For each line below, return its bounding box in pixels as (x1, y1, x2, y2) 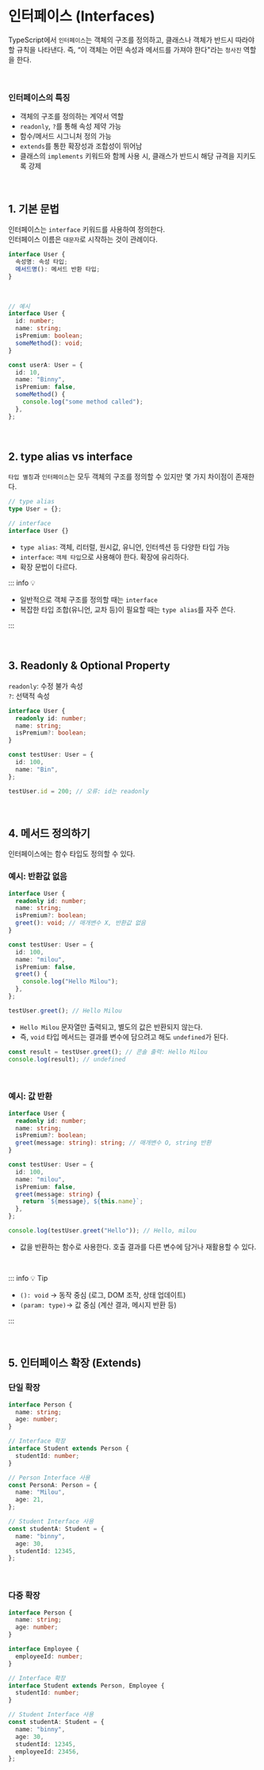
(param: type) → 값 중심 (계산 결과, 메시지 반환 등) (19, 1300, 177, 1309)
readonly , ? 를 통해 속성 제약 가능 (19, 121, 121, 131)
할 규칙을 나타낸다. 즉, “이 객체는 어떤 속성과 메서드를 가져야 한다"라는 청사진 (8, 44, 242, 54)
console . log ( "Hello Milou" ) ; (22, 978, 119, 985)
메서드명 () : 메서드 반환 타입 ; (15, 265, 101, 273)
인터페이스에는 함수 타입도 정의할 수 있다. (8, 849, 136, 858)
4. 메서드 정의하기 (8, 827, 91, 840)
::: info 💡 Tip (8, 1273, 48, 1282)
